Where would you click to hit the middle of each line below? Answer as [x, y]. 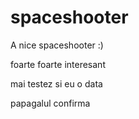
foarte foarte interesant [58, 64]
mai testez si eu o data [56, 83]
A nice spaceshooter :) [57, 45]
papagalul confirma [50, 103]
